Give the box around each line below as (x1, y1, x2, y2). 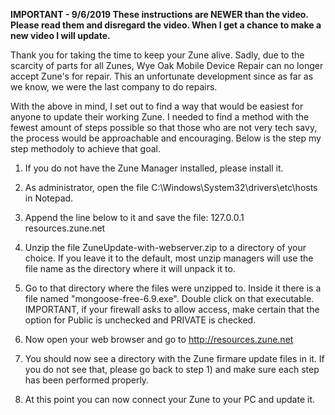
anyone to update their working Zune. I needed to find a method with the (10, 111, 310, 123)
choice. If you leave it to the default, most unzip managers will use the (24, 252, 314, 264)
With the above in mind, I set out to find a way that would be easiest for (10, 100, 304, 112)
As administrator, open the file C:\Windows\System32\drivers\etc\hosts (24, 182, 318, 193)
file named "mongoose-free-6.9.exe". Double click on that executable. (24, 293, 315, 304)
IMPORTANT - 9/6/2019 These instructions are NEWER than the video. (10, 9, 309, 20)
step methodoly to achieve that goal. (10, 143, 161, 154)
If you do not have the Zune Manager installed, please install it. (24, 162, 284, 174)
